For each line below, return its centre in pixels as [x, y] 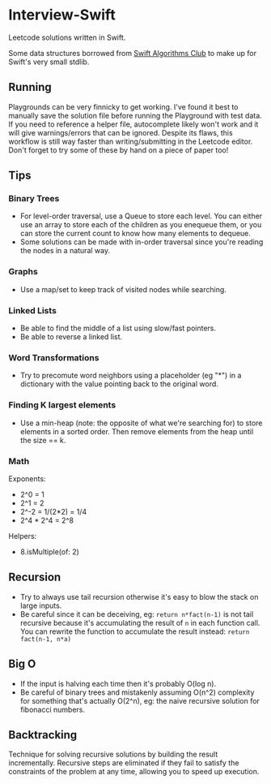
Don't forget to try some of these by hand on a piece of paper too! [119, 150]
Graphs [23, 272]
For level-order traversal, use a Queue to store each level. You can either [141, 216]
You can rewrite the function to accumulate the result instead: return [135, 631]
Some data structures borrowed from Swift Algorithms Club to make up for [133, 53]
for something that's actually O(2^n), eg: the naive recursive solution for [140, 700]
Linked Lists [32, 310]
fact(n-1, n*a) [46, 639]
